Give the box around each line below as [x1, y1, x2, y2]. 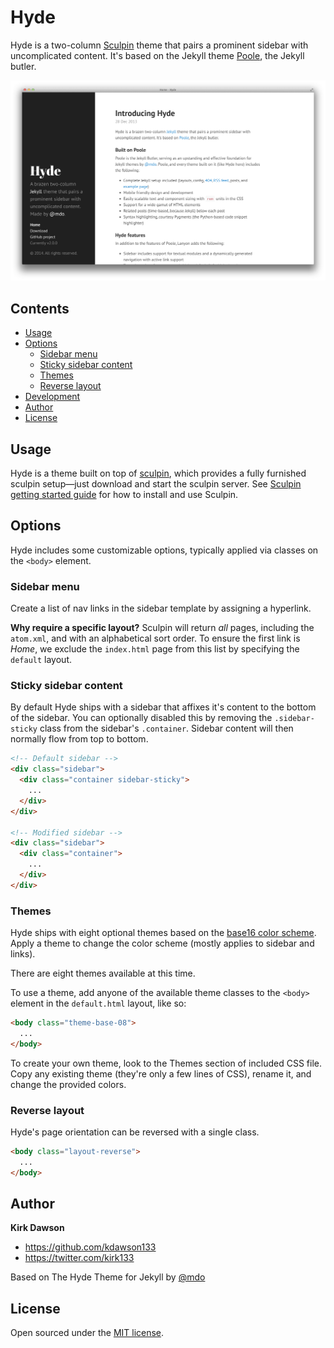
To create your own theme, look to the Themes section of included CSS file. [10, 1057, 322, 1069]
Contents [10, 300, 70, 317]
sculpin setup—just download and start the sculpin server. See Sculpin [10, 477, 302, 490]
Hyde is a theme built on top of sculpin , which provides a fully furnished [10, 467, 307, 479]
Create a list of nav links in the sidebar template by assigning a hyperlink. [10, 602, 312, 615]
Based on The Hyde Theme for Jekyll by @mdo [10, 1271, 206, 1283]
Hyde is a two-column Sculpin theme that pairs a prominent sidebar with [10, 39, 309, 51]
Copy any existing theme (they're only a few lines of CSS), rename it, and [10, 1067, 312, 1080]
